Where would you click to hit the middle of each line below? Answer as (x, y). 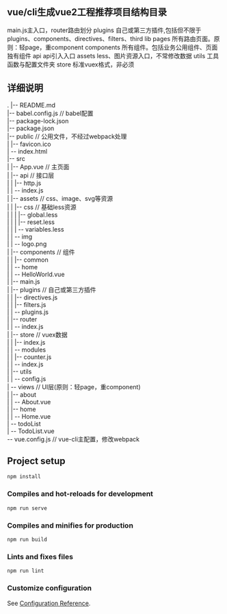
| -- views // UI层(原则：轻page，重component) (74, 386)
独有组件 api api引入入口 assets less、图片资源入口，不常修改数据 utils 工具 (113, 56)
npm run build (27, 540)
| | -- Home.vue (29, 416)
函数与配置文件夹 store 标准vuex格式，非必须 (71, 64)
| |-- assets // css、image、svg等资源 (60, 198)
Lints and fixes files (40, 556)
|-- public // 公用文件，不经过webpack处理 (67, 136)
